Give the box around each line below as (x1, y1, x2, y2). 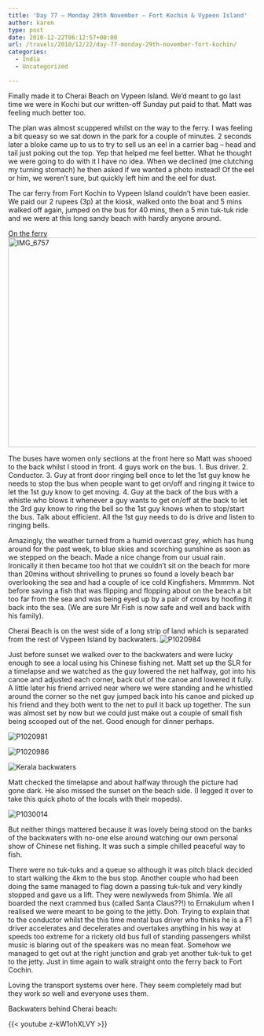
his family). (8, 611, 44, 620)
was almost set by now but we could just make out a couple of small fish (8, 708, 243, 718)
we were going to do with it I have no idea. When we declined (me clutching (8, 156, 254, 166)
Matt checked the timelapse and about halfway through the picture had (8, 777, 238, 787)
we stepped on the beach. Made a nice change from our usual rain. (8, 552, 226, 562)
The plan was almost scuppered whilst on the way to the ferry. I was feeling (8, 123, 253, 132)
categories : (8, 48, 47, 56)
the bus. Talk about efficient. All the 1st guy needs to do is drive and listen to (8, 512, 255, 521)
